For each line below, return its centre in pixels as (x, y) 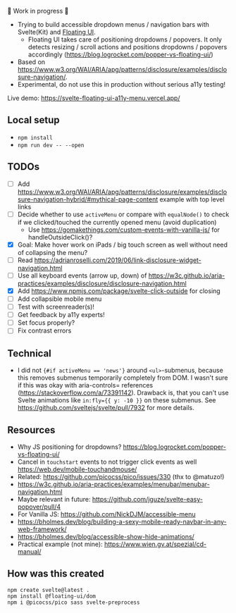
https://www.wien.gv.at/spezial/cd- (156, 544)
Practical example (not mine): (60, 544)
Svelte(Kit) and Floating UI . (57, 32)
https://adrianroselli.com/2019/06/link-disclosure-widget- (118, 260)
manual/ (29, 551)
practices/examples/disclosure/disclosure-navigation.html (102, 283)
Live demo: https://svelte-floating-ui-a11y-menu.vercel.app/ (94, 98)
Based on (31, 62)
